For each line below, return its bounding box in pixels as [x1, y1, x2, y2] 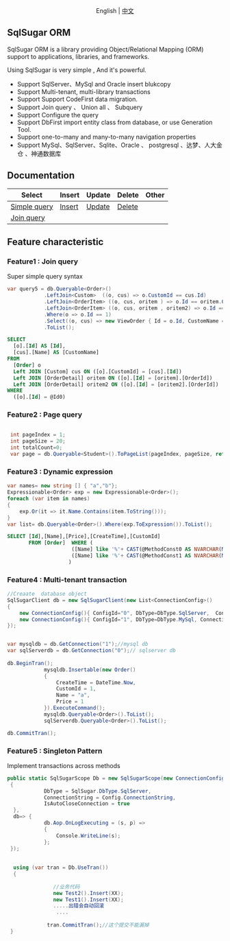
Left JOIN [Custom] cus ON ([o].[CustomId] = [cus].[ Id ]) [13, 368, 183, 375]
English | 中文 [95, 7, 135, 14]
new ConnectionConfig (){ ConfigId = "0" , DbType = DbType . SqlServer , [19, 609, 210, 616]
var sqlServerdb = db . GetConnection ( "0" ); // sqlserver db [7, 647, 176, 654]
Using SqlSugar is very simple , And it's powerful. [7, 65, 147, 74]
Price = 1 [55, 698, 84, 706]
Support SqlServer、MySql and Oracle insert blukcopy [16, 80, 171, 88]
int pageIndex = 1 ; [10, 432, 66, 439]
